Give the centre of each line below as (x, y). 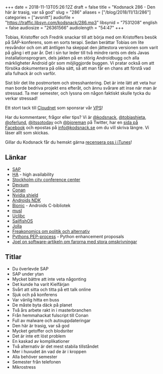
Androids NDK (27, 200)
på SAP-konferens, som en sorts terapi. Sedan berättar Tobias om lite (75, 42)
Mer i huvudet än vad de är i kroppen (49, 351)
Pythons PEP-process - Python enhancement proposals (68, 236)
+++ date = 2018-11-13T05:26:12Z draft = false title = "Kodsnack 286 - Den (80, 7)
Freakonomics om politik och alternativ (51, 231)
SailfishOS (22, 221)
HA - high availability (33, 174)
